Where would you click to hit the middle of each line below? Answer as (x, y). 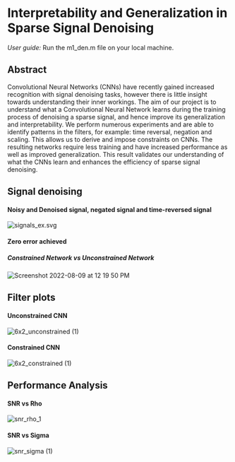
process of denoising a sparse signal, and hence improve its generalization (116, 117)
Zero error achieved (37, 241)
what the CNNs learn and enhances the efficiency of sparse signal (104, 162)
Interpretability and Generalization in (117, 13)
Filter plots (31, 298)
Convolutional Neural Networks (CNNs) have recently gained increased (111, 87)
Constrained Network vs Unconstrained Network (81, 257)
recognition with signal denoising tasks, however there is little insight (107, 94)
